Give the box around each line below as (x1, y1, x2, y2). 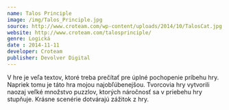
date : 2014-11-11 (7, 42, 60, 49)
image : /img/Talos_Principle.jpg (7, 16, 103, 23)
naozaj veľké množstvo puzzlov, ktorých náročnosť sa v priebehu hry (7, 87, 202, 96)
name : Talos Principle (7, 10, 72, 17)
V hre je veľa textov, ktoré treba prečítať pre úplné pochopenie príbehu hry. (7, 73, 219, 81)
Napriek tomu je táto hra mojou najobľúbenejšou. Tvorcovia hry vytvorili (7, 80, 210, 89)
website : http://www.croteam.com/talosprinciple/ (7, 29, 152, 36)
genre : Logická (7, 36, 51, 42)
